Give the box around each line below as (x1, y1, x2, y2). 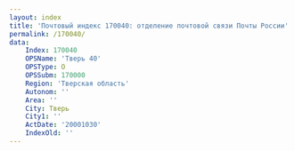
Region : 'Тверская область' (25, 79, 129, 88)
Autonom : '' (25, 87, 70, 96)
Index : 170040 (25, 46, 78, 55)
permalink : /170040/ (9, 29, 86, 38)
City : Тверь (25, 104, 70, 113)
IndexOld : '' (25, 129, 74, 138)
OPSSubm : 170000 (25, 71, 86, 80)
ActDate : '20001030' (25, 121, 102, 130)
